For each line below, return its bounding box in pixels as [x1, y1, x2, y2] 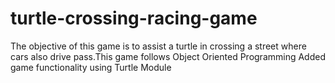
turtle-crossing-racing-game [10, 7, 258, 30]
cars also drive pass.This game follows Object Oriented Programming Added [10, 50, 326, 62]
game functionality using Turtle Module [10, 61, 172, 73]
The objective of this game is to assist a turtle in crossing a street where [10, 40, 307, 52]
